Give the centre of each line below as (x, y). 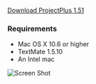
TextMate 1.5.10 (40, 52)
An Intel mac (36, 59)
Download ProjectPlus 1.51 (46, 10)
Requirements (32, 28)
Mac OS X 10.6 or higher (53, 44)
